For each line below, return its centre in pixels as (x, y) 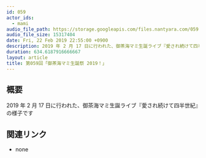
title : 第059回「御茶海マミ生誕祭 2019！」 (57, 63)
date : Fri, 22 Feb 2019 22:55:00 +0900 (57, 40)
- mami (20, 23)
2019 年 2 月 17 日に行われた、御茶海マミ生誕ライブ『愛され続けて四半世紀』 (102, 105)
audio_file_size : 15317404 (41, 35)
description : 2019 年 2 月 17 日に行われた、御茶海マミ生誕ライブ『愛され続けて (100, 47)
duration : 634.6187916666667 (44, 52)
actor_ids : (20, 18)
